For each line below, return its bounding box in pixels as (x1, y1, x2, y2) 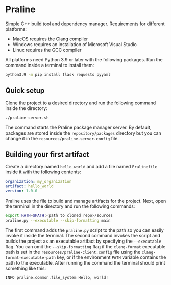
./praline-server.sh (5, 115, 50, 120)
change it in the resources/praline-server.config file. (5, 135, 119, 141)
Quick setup (5, 86, 45, 95)
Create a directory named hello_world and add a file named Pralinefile (5, 164, 158, 170)
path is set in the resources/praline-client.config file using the (5, 249, 141, 255)
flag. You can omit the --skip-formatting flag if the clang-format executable (5, 243, 166, 249)
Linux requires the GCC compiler (12, 47, 82, 53)
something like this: (5, 265, 46, 271)
